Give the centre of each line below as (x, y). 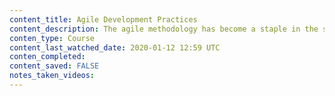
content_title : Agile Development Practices (103, 19)
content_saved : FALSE (54, 66)
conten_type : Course (52, 38)
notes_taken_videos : (52, 76)
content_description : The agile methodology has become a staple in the (164, 29)
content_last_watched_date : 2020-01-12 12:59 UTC (115, 47)
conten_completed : (47, 57)
